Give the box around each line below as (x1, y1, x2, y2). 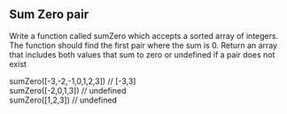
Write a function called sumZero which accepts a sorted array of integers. (9, 30, 279, 41)
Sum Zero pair (9, 7, 89, 22)
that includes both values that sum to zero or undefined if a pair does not (9, 49, 275, 60)
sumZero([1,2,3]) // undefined (9, 95, 118, 105)
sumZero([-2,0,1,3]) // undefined (9, 85, 127, 95)
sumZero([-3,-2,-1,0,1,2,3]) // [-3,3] (9, 75, 136, 87)
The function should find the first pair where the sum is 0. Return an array (9, 40, 277, 50)
